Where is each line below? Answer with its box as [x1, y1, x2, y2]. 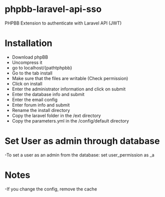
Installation [5, 37, 53, 49]
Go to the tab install [12, 70, 53, 76]
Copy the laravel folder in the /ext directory [12, 112, 101, 118]
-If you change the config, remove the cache [5, 186, 97, 192]
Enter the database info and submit [12, 91, 85, 97]
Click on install [12, 80, 43, 86]
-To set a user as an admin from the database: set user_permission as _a [5, 151, 155, 158]
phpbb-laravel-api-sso [5, 3, 102, 15]
